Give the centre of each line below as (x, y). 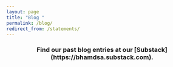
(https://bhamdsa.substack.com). (102, 57)
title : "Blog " (25, 18)
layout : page (23, 12)
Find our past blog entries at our (84, 50)
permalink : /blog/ (29, 23)
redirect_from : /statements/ (43, 29)
